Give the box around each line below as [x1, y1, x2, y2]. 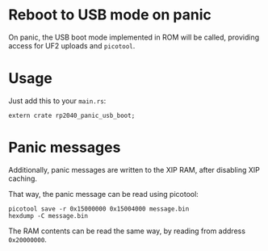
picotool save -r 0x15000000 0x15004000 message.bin [8, 204, 190, 213]
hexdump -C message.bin [8, 211, 89, 220]
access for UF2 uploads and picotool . [8, 40, 136, 50]
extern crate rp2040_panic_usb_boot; [8, 111, 136, 119]
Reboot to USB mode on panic [8, 6, 211, 24]
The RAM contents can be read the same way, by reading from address [8, 226, 246, 236]
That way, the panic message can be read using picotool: [8, 189, 199, 199]
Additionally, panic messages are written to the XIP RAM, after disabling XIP [8, 165, 260, 174]
